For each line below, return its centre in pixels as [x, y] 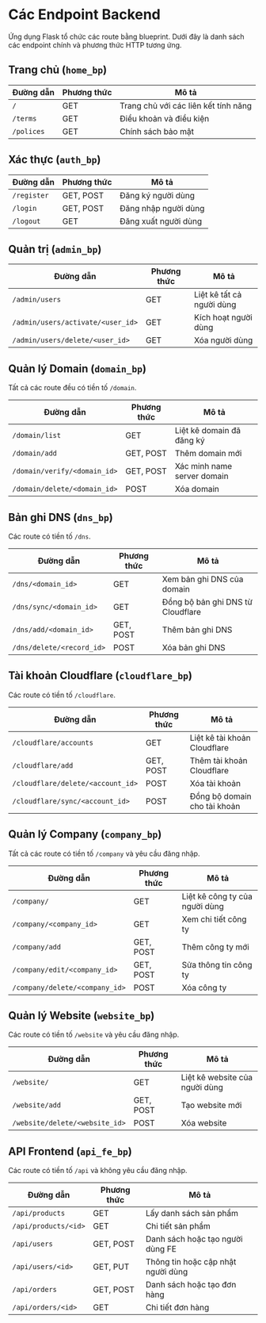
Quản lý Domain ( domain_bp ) [77, 368]
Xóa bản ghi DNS [194, 648]
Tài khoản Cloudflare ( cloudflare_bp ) [100, 676]
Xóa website [204, 1123]
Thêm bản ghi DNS [197, 630]
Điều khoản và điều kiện [165, 118]
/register [30, 195]
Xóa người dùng [223, 340]
